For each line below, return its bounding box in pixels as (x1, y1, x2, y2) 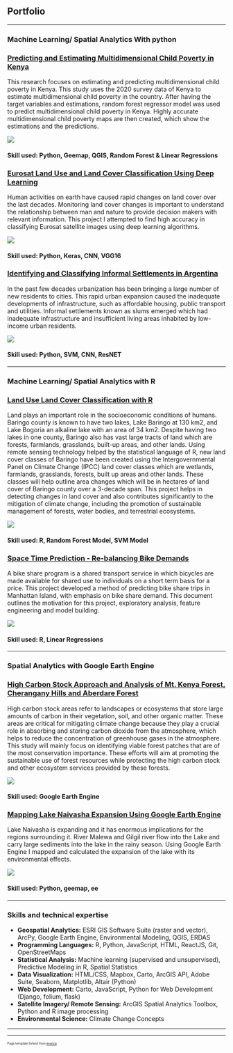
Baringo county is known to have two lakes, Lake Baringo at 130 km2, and (7, 418, 218, 427)
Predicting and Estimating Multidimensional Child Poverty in (7, 53, 214, 63)
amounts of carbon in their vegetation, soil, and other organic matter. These (7, 711, 223, 720)
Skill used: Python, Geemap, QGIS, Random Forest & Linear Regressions (7, 151, 218, 159)
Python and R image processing (17, 1007, 109, 1015)
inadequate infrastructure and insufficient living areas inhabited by (7, 314, 197, 322)
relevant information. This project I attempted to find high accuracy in (7, 215, 205, 223)
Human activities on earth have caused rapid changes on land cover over (7, 193, 216, 201)
